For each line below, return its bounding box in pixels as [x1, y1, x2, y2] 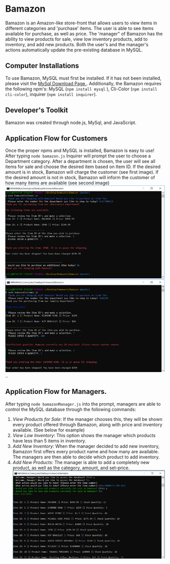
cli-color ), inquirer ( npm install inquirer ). [5, 91, 97, 97]
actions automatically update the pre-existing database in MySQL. [5, 47, 143, 53]
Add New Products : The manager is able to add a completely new [12, 459, 150, 465]
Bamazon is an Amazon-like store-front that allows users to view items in [5, 20, 157, 26]
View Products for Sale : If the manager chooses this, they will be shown [12, 416, 163, 422]
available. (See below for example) [12, 427, 85, 433]
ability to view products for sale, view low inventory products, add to [5, 36, 148, 42]
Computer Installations [5, 61, 79, 70]
